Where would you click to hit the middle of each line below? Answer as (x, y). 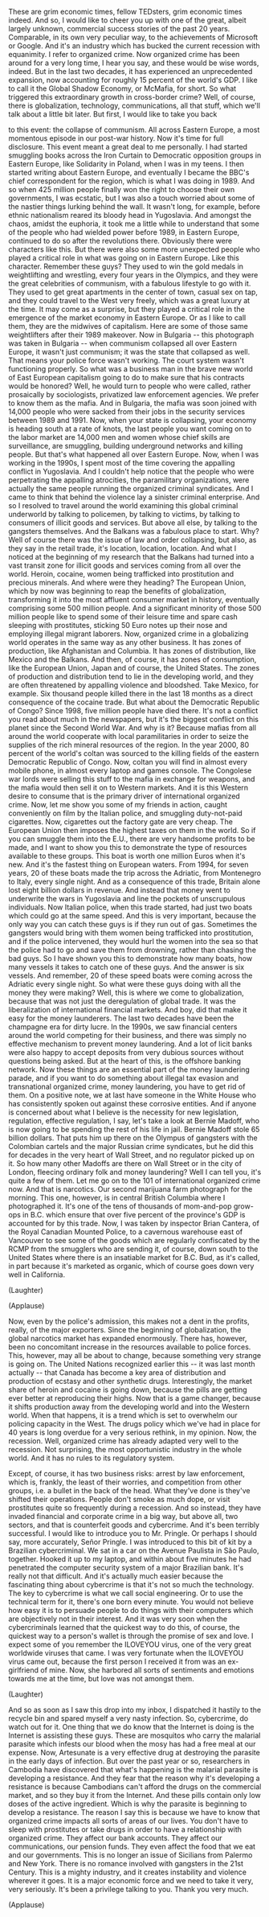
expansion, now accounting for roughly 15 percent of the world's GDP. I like (133, 80)
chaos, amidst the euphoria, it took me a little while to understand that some (134, 224)
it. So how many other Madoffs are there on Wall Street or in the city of (125, 1164)
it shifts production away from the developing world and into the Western (129, 1407)
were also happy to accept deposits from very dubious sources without (126, 1052)
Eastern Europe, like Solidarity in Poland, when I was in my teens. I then (126, 164)
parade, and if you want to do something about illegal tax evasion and (124, 1078)
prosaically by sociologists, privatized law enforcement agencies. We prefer (134, 394)
